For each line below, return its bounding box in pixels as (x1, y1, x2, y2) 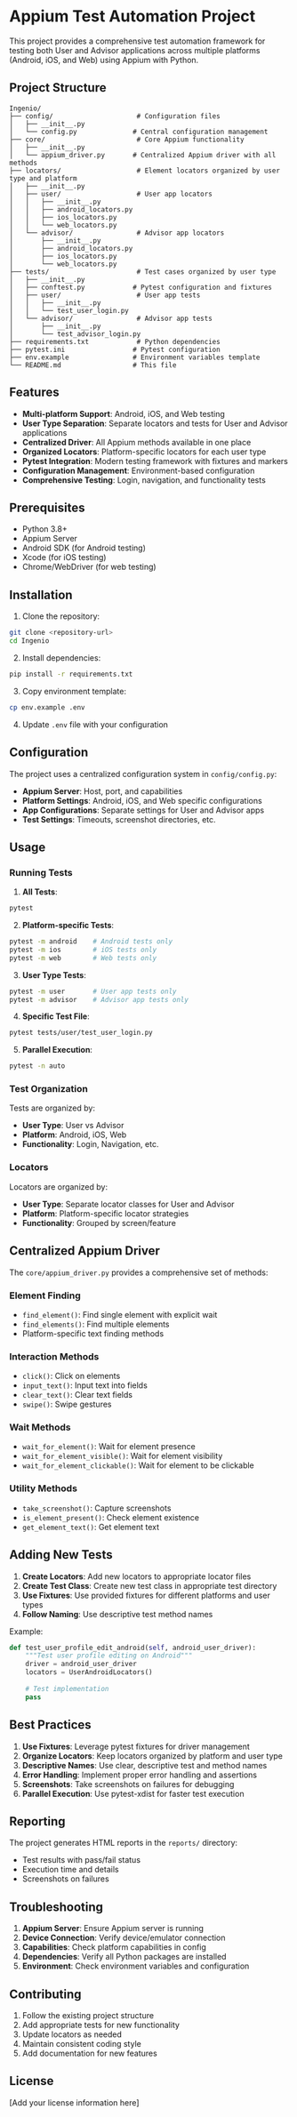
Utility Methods (9, 1482, 78, 1495)
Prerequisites (9, 500, 85, 515)
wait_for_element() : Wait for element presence (21, 1441, 196, 1452)
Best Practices (9, 1718, 92, 1733)
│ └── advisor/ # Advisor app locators (9, 229, 225, 237)
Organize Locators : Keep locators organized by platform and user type (21, 1750, 283, 1761)
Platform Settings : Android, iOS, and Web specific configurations (21, 795, 262, 806)
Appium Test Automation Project (9, 6, 256, 27)
